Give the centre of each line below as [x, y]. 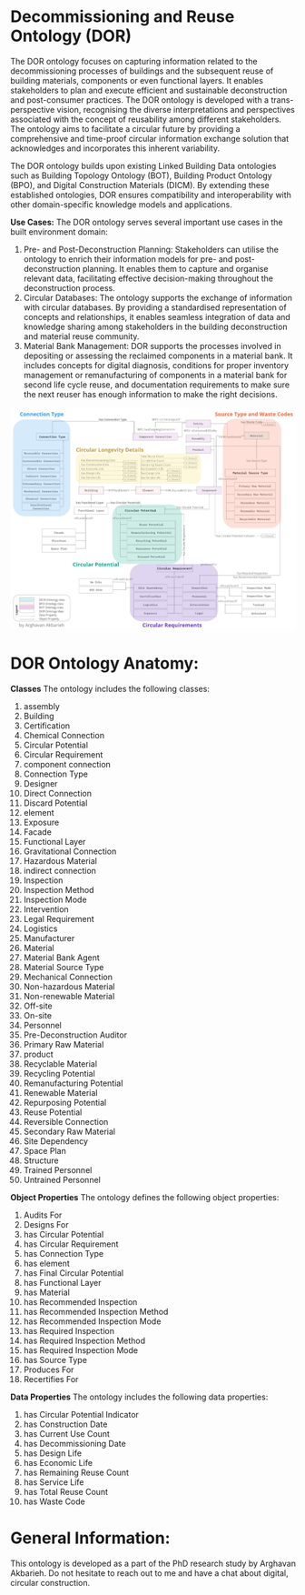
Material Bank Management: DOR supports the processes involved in [152, 346]
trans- [282, 100]
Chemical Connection [64, 736]
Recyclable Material [60, 1064]
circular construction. [50, 1582]
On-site [38, 1016]
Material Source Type [64, 968]
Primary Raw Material [64, 1045]
